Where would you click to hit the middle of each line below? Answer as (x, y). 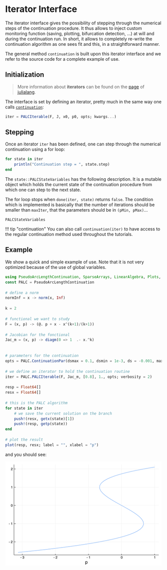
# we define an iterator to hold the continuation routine (68, 371)
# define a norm (22, 293)
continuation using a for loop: (35, 149)
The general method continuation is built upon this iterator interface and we (83, 54)
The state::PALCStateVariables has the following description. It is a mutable (83, 179)
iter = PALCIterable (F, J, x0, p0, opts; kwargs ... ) (61, 116)
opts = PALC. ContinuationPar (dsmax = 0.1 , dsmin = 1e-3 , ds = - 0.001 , (80, 361)
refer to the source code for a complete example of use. (62, 59)
